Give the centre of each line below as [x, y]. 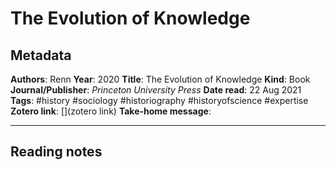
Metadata [41, 55]
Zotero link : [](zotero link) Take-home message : [111, 111]
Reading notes [56, 152]
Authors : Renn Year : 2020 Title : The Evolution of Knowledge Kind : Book [160, 79]
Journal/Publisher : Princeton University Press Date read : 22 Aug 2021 [156, 90]
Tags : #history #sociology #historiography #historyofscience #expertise [159, 100]
